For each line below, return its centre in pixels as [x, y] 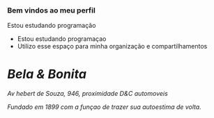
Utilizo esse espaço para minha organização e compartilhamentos [112, 47]
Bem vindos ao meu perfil [51, 10]
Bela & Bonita [47, 74]
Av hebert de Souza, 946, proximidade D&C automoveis [88, 94]
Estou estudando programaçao [62, 39]
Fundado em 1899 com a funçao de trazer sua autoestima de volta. [105, 107]
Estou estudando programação [52, 26]
